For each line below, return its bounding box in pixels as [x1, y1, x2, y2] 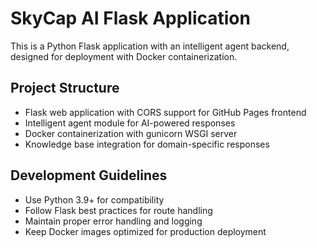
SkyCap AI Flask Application [10, 7, 251, 30]
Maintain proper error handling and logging [24, 215, 203, 227]
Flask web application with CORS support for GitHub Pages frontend [24, 106, 307, 118]
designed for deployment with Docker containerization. [10, 50, 238, 62]
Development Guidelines [10, 167, 168, 184]
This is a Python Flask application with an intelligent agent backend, [10, 40, 290, 52]
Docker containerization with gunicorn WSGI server [24, 127, 238, 139]
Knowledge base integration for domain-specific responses [24, 138, 270, 150]
